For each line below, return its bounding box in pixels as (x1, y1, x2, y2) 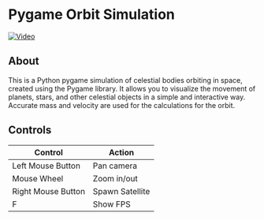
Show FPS (92, 199, 132, 210)
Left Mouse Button (12, 160, 81, 171)
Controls (8, 124, 52, 137)
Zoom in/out (92, 173, 138, 184)
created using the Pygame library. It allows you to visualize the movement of (8, 84, 256, 93)
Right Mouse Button (12, 185, 85, 196)
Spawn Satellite (92, 185, 151, 196)
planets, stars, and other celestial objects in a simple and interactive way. (8, 92, 246, 102)
